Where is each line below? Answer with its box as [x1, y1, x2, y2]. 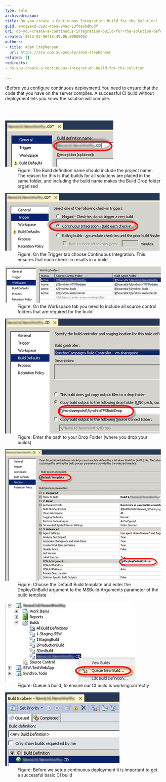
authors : [5, 40, 23, 45]
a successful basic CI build [17, 772, 73, 778]
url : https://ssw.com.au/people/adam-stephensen [9, 50, 112, 55]
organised [17, 183, 38, 189]
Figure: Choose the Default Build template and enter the [17, 581, 131, 587]
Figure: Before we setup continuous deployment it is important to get [17, 767, 158, 773]
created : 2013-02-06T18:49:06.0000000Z [5, 34, 87, 39]
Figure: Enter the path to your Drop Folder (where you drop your [17, 434, 148, 440]
